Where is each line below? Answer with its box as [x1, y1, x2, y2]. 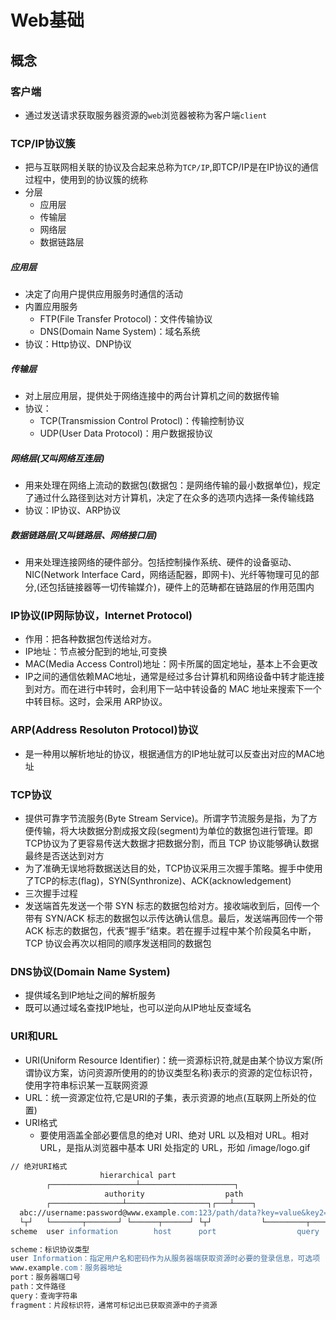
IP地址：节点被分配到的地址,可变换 [24, 646, 168, 658]
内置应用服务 [24, 301, 78, 313]
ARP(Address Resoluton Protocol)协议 [10, 723, 199, 737]
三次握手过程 [24, 887, 78, 899]
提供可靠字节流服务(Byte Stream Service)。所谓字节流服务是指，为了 [24, 812, 309, 824]
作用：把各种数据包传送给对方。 [24, 633, 157, 645]
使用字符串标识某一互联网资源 [24, 1079, 148, 1091]
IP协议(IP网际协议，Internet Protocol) [10, 608, 193, 622]
